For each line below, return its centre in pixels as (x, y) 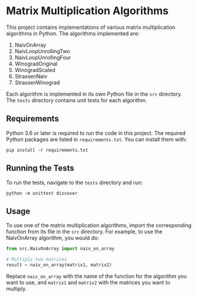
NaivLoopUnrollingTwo (42, 51)
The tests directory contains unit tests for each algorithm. (77, 100)
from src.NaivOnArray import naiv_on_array (60, 249)
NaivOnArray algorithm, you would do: (52, 238)
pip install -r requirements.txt (47, 150)
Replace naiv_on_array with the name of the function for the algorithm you (96, 276)
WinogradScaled (35, 70)
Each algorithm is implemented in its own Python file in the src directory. (94, 94)
